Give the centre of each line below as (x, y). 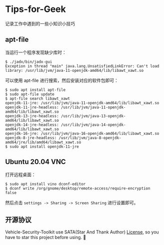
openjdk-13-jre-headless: (32, 116)
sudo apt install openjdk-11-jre (44, 146)
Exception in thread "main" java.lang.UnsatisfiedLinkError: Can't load (82, 66)
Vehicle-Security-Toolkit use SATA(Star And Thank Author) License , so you (82, 232)
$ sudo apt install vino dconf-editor (45, 184)
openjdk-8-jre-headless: (31, 138)
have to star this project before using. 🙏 (46, 238)
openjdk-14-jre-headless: (32, 125)
